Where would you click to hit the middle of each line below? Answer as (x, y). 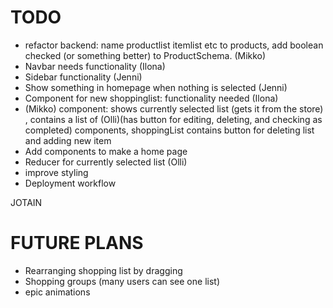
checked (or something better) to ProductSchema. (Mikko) (145, 55)
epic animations (57, 292)
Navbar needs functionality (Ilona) (95, 66)
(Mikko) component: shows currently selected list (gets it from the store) (174, 108)
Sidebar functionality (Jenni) (83, 77)
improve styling (56, 172)
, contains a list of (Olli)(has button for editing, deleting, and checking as (173, 119)
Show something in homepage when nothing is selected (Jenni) (156, 87)
